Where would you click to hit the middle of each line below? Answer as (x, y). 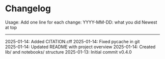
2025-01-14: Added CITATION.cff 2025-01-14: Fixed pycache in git (72, 41)
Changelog (28, 9)
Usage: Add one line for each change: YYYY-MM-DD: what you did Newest (81, 22)
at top (11, 27)
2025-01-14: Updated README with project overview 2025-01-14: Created (80, 47)
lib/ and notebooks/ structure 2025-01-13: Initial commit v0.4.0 (68, 52)
